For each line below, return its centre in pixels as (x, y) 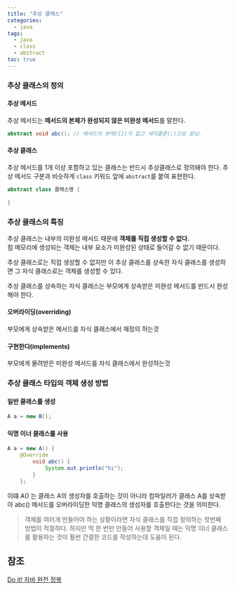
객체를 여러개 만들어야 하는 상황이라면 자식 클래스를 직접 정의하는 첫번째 (123, 519)
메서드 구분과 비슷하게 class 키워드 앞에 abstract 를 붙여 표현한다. (105, 176)
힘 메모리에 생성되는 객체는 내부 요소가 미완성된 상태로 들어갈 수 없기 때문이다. (114, 247)
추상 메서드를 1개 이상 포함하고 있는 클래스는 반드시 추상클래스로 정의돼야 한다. (114, 167)
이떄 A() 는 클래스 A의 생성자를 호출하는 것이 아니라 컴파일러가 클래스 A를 (108, 495)
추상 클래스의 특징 (36, 222)
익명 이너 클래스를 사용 (38, 433)
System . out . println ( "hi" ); (84, 468)
